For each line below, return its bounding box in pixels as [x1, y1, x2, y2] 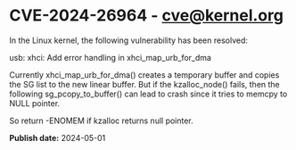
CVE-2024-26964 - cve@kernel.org [9, 5, 284, 26]
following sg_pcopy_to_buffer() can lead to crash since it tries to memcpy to [9, 88, 288, 99]
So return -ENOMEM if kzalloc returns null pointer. [9, 115, 193, 126]
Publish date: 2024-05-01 [9, 132, 106, 143]
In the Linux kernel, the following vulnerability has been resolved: [9, 35, 248, 46]
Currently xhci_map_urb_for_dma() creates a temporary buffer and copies [9, 69, 280, 80]
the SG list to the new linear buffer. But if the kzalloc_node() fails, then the [9, 79, 281, 89]
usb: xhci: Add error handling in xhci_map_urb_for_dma [9, 52, 212, 62]
